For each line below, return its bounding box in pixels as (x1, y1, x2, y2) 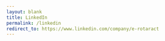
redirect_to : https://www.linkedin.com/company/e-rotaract (6, 25, 160, 32)
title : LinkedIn (6, 14, 47, 20)
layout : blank (6, 8, 43, 15)
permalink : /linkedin (6, 20, 61, 26)
